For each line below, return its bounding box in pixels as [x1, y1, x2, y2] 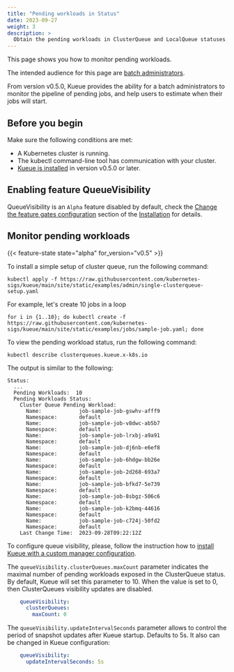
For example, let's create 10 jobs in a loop [7, 300, 127, 308]
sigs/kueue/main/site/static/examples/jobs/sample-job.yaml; [7, 325, 189, 333]
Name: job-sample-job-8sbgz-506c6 [25, 492, 160, 500]
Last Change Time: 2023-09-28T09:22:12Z [19, 529, 141, 536]
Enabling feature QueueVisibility [7, 184, 151, 196]
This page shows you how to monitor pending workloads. [7, 55, 172, 63]
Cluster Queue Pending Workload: [19, 401, 117, 408]
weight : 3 [7, 23, 36, 30]
